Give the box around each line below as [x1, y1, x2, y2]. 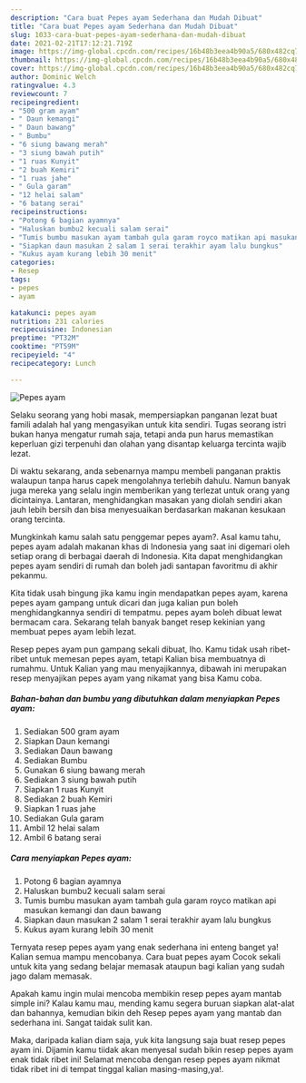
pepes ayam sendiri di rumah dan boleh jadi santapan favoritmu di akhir [10, 560, 278, 571]
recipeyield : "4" [10, 350, 76, 359]
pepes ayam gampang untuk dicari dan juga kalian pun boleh [10, 596, 239, 608]
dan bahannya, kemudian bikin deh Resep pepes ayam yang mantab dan [10, 1007, 282, 1018]
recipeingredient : [10, 97, 80, 107]
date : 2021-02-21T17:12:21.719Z [10, 38, 133, 48]
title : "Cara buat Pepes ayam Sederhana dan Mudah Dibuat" [10, 22, 239, 31]
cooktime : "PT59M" [10, 342, 80, 351]
